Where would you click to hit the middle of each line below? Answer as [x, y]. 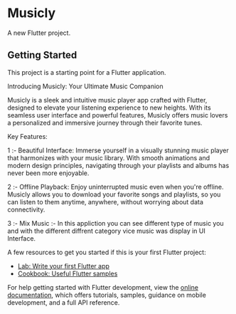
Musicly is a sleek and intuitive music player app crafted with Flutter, [107, 100]
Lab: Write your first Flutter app [64, 266]
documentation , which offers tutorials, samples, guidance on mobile [107, 295]
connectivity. [26, 209]
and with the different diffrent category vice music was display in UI [107, 231]
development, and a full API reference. [64, 302]
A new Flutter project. [39, 33]
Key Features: [27, 136]
